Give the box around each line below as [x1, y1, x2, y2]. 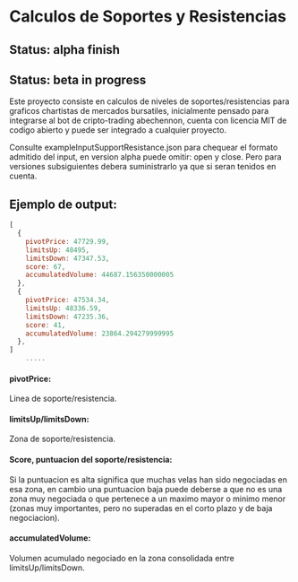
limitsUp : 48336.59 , [25, 303, 102, 313]
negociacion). [9, 512, 60, 523]
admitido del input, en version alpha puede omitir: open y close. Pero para [9, 152, 282, 162]
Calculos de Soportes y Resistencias [9, 6, 287, 27]
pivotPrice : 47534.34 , [25, 296, 110, 305]
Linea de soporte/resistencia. [9, 393, 117, 404]
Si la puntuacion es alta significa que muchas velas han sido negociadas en [9, 473, 288, 485]
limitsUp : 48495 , [25, 245, 90, 255]
